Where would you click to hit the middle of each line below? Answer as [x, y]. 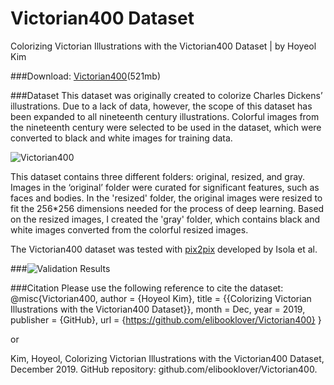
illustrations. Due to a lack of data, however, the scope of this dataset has [161, 106]
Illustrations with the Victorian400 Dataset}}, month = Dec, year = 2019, [158, 309]
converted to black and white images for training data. [121, 138]
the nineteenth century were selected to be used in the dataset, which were [166, 127]
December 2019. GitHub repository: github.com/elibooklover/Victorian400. [164, 369]
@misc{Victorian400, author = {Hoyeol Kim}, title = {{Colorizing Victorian [161, 298]
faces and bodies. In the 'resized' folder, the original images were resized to [166, 198]
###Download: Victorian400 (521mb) [86, 76]
